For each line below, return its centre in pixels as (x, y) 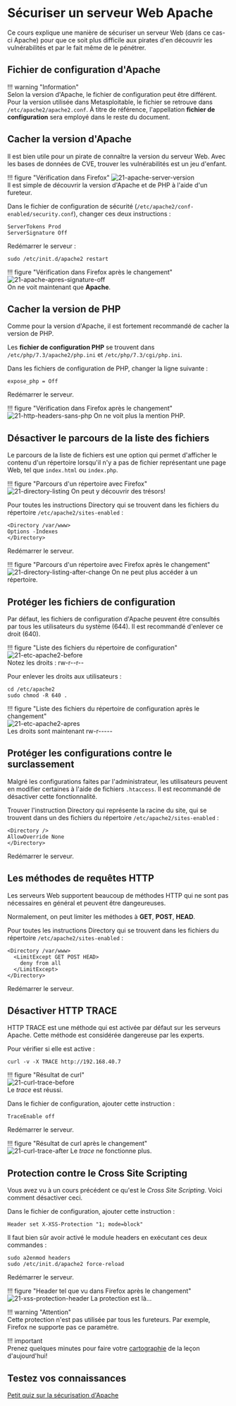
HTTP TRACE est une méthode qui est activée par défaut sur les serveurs (114, 1028)
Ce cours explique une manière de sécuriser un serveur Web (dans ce (109, 33)
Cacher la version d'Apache (69, 139)
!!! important (25, 1341)
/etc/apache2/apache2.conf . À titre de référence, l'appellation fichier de (111, 109)
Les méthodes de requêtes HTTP (81, 878)
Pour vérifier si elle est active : (51, 1049)
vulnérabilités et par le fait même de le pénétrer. (77, 47)
